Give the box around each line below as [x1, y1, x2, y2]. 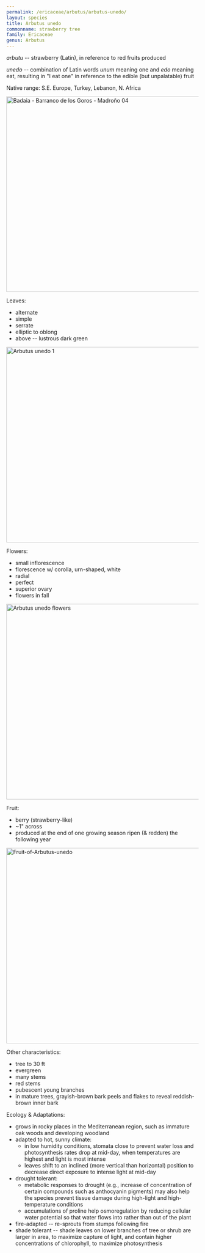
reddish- [173, 1093, 195, 1100]
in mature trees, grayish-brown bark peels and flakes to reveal [15, 1093, 172, 1100]
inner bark [32, 1099, 59, 1106]
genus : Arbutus [6, 37, 45, 43]
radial [15, 572, 30, 579]
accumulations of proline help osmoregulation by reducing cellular [24, 1207, 191, 1215]
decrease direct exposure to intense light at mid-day [24, 1168, 157, 1175]
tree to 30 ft [15, 1061, 46, 1067]
